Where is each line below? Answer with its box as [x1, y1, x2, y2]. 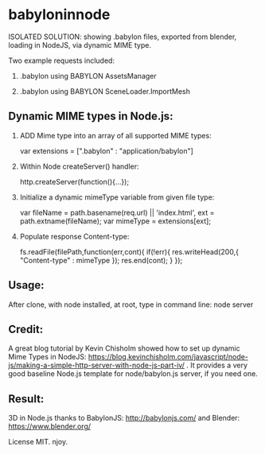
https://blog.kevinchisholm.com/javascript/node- [88, 352, 249, 362]
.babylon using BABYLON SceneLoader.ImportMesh [19, 86, 191, 96]
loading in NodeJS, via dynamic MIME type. [8, 40, 151, 49]
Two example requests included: [8, 56, 115, 65]
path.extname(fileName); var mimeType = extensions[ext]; [19, 216, 212, 226]
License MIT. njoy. [8, 437, 68, 447]
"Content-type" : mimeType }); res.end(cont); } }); [19, 255, 183, 265]
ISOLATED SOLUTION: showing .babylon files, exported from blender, [8, 32, 237, 41]
